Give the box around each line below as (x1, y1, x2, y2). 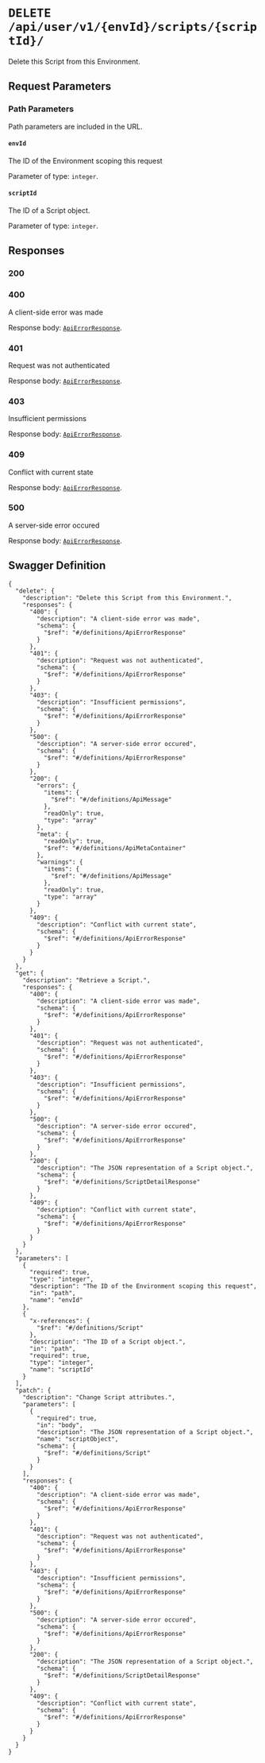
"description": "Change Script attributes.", (22, 1393, 176, 1402)
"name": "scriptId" (29, 1365, 94, 1374)
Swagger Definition (8, 559, 106, 573)
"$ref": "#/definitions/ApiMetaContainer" (43, 844, 186, 852)
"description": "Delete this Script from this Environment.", (22, 593, 232, 601)
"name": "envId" (29, 1296, 83, 1304)
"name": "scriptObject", (36, 1435, 119, 1443)
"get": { (15, 969, 44, 977)
